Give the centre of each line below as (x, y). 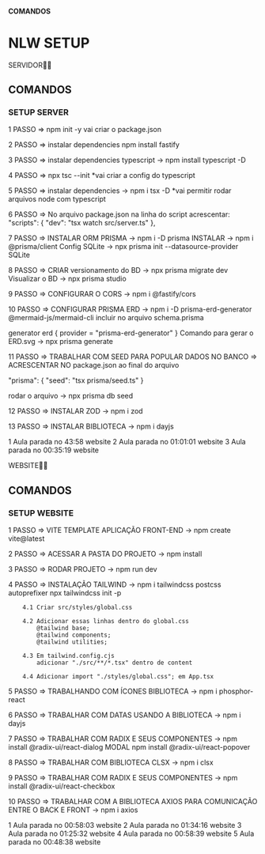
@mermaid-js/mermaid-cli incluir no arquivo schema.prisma (106, 318)
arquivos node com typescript (57, 199)
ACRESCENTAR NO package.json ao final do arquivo (94, 365)
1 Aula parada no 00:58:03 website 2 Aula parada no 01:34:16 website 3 (125, 825)
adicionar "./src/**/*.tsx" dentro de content (115, 663)
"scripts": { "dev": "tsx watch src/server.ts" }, (82, 223)
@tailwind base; (63, 628)
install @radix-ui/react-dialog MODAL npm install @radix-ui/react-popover (129, 746)
